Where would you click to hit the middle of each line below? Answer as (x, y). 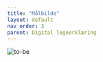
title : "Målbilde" (33, 13)
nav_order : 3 (26, 26)
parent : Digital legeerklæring (52, 32)
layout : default (30, 20)
